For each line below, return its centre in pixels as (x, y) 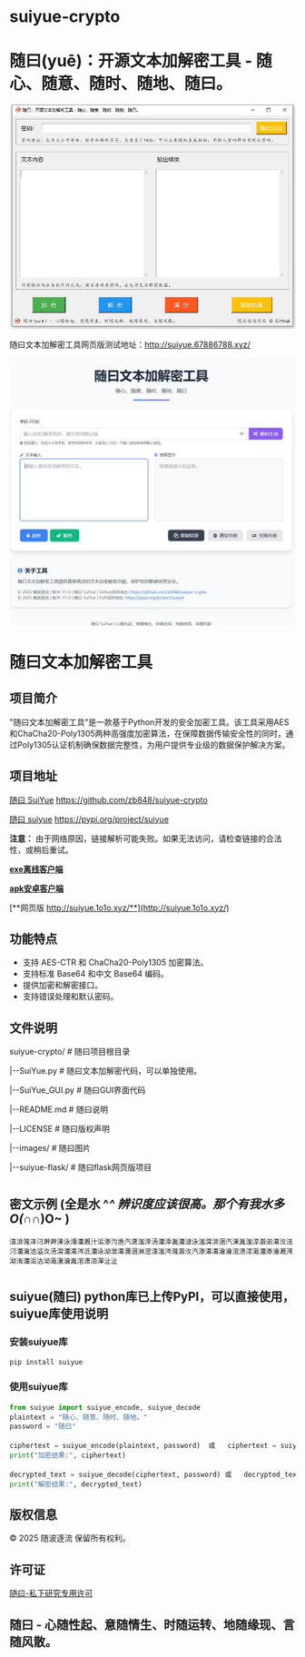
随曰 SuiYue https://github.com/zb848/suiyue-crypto (109, 799)
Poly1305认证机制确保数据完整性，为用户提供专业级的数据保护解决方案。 (153, 744)
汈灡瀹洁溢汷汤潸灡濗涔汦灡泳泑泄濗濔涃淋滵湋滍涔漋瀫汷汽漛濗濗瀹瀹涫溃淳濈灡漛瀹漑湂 (151, 1251)
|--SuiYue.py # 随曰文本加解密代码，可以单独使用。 (106, 1071)
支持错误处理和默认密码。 (70, 997)
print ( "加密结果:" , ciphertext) (68, 1455)
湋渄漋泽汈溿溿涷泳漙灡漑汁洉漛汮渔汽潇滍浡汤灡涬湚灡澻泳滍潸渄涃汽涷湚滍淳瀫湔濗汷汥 (151, 1242)
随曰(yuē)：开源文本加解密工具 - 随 (141, 61)
